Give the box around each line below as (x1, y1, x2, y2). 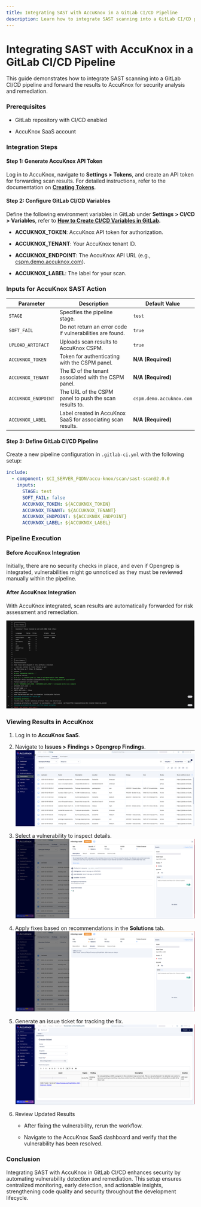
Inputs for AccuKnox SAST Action (6, 284, 106, 293)
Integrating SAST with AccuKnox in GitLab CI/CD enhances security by (6, 1169, 181, 1176)
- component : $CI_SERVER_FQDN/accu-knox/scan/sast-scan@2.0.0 (11, 476, 170, 482)
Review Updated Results (14, 1111, 75, 1118)
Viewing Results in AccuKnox (6, 718, 94, 726)
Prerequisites (6, 102, 46, 111)
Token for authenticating (59, 352, 120, 360)
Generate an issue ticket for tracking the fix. (14, 1017, 124, 1024)
